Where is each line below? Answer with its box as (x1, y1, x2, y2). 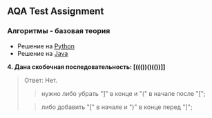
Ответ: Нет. (23, 76, 58, 84)
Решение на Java (17, 49, 68, 57)
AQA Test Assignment (7, 6, 104, 17)
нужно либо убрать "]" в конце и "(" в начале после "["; (41, 89, 206, 97)
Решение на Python (17, 41, 75, 50)
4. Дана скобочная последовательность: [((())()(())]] (7, 62, 166, 71)
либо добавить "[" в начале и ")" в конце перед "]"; (41, 103, 193, 111)
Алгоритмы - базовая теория (7, 26, 110, 36)
